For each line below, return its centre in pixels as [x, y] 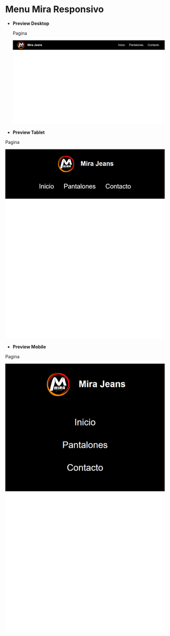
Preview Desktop [31, 23]
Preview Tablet [29, 132]
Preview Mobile [29, 347]
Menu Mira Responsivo [55, 9]
